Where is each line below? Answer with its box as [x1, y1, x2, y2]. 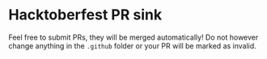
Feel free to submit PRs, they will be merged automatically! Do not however [8, 32, 259, 42]
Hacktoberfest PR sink [8, 6, 163, 24]
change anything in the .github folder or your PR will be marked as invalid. [8, 40, 256, 50]
